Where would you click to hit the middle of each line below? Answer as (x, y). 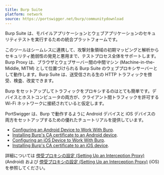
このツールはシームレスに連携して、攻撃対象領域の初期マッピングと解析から (82, 50)
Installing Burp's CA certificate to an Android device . (65, 135)
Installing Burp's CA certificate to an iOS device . (60, 146)
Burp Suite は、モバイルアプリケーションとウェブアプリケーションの (74, 33)
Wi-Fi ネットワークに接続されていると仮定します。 (56, 103)
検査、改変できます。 (35, 81)
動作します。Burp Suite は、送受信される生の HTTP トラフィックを (81, 75)
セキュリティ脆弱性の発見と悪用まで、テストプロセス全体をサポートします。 (82, 56)
